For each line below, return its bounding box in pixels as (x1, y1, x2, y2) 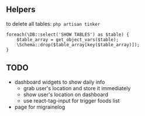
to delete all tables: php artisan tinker (6, 20, 101, 27)
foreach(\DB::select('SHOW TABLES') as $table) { (6, 32, 130, 37)
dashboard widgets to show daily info (14, 79, 105, 86)
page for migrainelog (14, 103, 65, 110)
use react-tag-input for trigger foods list (23, 97, 120, 104)
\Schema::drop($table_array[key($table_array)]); (16, 42, 140, 47)
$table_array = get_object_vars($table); (16, 36, 119, 43)
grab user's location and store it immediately (23, 84, 131, 91)
